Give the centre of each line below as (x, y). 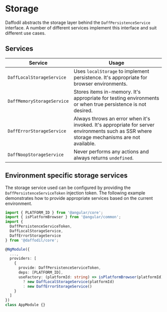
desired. (83, 110)
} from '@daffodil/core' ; (32, 240)
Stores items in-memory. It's (107, 92)
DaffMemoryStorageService (38, 101)
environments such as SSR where (113, 131)
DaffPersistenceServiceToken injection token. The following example (75, 193)
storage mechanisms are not (107, 137)
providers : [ (23, 259)
